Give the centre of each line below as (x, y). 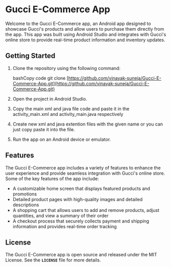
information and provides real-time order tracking (65, 226)
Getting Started (30, 56)
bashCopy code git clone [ (41, 78)
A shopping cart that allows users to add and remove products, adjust (86, 210)
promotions (25, 194)
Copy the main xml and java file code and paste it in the (71, 109)
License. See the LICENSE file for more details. (53, 260)
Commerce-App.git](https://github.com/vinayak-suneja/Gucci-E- (81, 83)
